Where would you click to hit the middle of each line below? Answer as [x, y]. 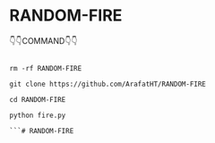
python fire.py [38, 115]
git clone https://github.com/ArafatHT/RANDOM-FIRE [107, 84]
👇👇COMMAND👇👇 [43, 40]
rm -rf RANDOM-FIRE [46, 68]
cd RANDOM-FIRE [38, 99]
